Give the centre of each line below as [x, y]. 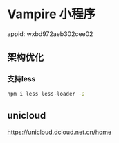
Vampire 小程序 [52, 14]
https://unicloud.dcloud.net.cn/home [59, 132]
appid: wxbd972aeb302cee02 [50, 34]
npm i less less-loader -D [46, 94]
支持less [21, 79]
